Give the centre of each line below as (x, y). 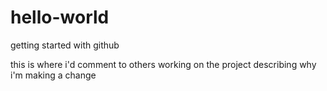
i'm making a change (53, 75)
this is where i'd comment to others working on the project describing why (163, 64)
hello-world (60, 17)
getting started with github (65, 45)
